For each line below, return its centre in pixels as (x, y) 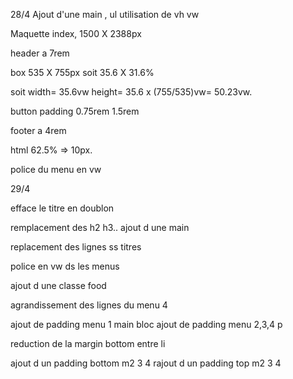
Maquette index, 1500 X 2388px (76, 33)
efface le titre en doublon (62, 208)
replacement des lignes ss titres (76, 247)
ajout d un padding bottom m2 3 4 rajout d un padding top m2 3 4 (146, 363)
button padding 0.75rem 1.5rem (75, 111)
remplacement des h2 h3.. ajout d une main (100, 227)
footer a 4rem (38, 130)
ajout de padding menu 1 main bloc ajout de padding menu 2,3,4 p (146, 324)
